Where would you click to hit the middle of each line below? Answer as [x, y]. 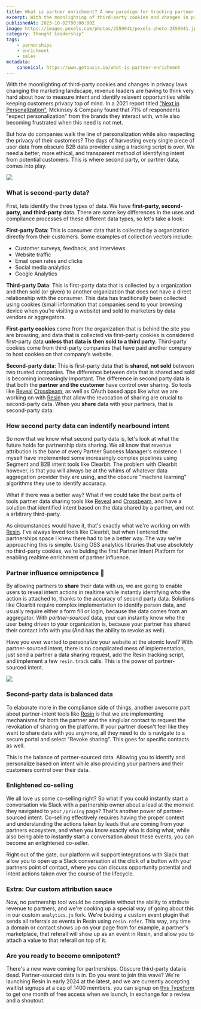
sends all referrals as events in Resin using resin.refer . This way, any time [99, 921]
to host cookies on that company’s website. [60, 354]
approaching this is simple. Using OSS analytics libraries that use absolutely [100, 544]
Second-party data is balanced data [60, 694]
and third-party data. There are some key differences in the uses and [108, 212]
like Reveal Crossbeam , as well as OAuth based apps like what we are [92, 391]
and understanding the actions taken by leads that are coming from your [95, 823]
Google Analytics [36, 274]
